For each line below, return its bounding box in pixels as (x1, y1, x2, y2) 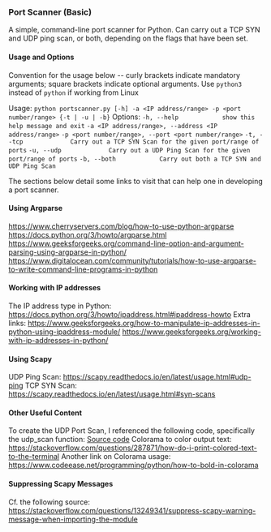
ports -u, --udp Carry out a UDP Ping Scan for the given (8, 146, 251, 154)
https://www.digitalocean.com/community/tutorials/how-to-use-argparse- (8, 255, 257, 265)
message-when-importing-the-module (8, 514, 138, 524)
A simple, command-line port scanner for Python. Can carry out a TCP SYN (8, 25, 260, 35)
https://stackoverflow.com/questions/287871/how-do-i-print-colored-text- (8, 443, 258, 453)
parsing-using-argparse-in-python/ (8, 247, 127, 257)
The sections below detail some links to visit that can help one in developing (8, 176, 264, 186)
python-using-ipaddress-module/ (8, 327, 121, 337)
